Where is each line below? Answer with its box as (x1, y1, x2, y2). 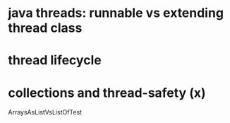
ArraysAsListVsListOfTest (8, 108, 83, 117)
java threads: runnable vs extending (8, 5, 224, 21)
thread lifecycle (8, 52, 102, 69)
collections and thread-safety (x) (8, 85, 206, 100)
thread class (8, 20, 83, 36)
